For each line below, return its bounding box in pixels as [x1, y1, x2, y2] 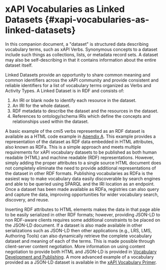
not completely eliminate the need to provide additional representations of [5, 165, 156, 171]
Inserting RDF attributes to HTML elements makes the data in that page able [5, 206, 160, 212]
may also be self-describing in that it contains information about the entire [5, 57, 157, 63]
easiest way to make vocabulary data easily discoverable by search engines [5, 176, 161, 181]
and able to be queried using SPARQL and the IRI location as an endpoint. [5, 180, 155, 187]
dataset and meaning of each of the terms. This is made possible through [5, 238, 155, 244]
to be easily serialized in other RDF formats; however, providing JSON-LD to [5, 211, 161, 217]
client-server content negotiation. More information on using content [5, 243, 145, 249]
